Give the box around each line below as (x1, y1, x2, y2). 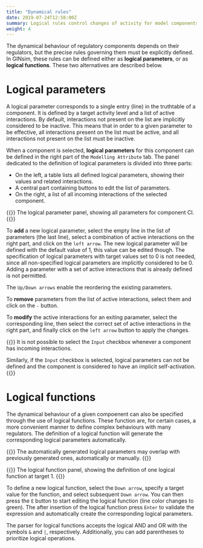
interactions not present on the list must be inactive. (6, 135, 136, 142)
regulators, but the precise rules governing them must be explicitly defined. (6, 49, 194, 56)
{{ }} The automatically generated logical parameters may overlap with (6, 448, 180, 455)
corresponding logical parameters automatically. (6, 437, 127, 444)
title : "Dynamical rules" (6, 8, 71, 15)
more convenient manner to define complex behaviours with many (6, 423, 172, 431)
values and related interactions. (14, 178, 94, 185)
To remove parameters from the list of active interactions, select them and (6, 295, 192, 303)
